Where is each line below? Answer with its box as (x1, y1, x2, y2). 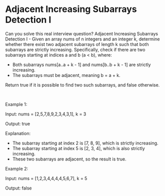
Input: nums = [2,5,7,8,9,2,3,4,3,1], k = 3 (5, 111, 86, 117)
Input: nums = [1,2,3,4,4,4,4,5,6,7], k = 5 (5, 175, 87, 181)
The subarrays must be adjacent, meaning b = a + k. (12, 72, 121, 78)
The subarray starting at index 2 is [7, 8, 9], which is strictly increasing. (12, 140, 158, 146)
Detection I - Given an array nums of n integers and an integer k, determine (5, 36, 160, 42)
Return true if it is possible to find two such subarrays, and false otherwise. (5, 81, 160, 88)
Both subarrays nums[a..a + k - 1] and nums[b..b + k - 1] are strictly (12, 61, 151, 67)
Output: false (5, 185, 32, 191)
